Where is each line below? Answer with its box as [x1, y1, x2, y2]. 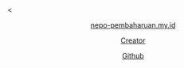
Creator [120, 36, 146, 45]
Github [122, 51, 144, 60]
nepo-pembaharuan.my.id [90, 21, 176, 29]
